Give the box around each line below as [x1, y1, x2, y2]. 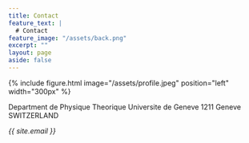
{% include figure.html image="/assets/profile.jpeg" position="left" [8, 77, 230, 88]
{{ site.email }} [8, 125, 56, 136]
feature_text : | [8, 19, 62, 27]
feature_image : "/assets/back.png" [8, 34, 127, 42]
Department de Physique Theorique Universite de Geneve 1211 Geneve [8, 101, 242, 112]
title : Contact [8, 11, 59, 20]
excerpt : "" [8, 42, 48, 50]
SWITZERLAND [8, 110, 59, 120]
